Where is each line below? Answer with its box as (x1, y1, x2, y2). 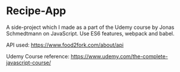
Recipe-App (6, 4, 66, 18)
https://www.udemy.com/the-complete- (70, 53, 168, 60)
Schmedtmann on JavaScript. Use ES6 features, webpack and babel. (6, 30, 175, 37)
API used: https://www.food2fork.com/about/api (6, 41, 124, 48)
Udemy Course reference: (6, 53, 70, 60)
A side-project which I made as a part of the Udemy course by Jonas (6, 24, 175, 31)
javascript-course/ (6, 59, 52, 66)
